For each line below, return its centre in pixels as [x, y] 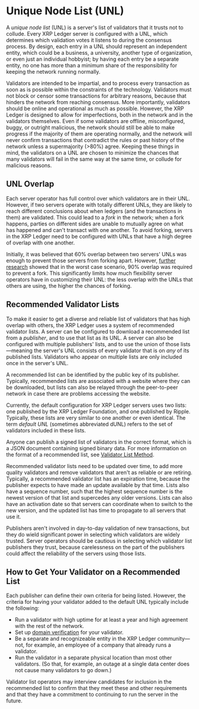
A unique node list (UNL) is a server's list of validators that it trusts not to [95, 27]
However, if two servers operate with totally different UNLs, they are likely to [99, 205]
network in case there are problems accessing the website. [78, 393]
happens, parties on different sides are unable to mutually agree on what [95, 224]
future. [14, 701]
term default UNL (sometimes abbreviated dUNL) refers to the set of [89, 424]
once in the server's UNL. [37, 363]
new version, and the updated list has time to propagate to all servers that [96, 510]
